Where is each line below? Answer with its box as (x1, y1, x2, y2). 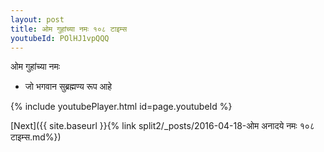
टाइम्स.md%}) (10, 131, 62, 143)
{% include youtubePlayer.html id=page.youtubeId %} (10, 101, 233, 113)
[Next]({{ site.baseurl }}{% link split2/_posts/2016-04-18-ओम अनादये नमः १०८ (10, 120, 315, 132)
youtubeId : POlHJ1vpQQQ (10, 33, 110, 43)
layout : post (10, 14, 65, 25)
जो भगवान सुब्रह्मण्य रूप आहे (24, 81, 113, 93)
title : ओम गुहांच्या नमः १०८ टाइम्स (10, 24, 128, 34)
